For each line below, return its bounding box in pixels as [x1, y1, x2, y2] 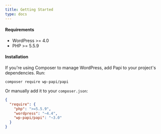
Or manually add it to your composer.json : [5, 88, 88, 94]
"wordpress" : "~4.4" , [14, 111, 58, 116]
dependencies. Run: [5, 70, 45, 76]
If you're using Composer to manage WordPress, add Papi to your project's [5, 64, 156, 71]
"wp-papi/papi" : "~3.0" [14, 115, 62, 120]
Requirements [5, 27, 35, 33]
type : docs [5, 12, 27, 17]
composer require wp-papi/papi [5, 79, 69, 84]
